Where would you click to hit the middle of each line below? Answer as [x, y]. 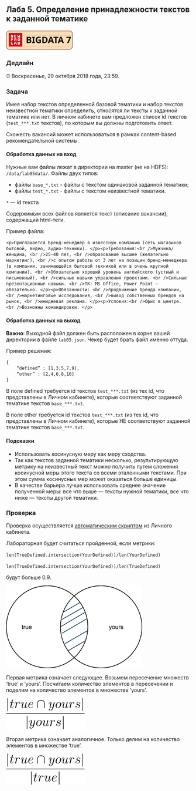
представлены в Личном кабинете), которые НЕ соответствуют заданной [98, 421]
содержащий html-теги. [36, 220]
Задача [17, 92]
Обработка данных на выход [43, 320]
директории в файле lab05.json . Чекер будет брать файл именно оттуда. [97, 339]
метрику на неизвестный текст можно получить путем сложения [96, 466]
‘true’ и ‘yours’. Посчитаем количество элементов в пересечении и [90, 684]
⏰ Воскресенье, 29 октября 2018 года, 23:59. [63, 76]
